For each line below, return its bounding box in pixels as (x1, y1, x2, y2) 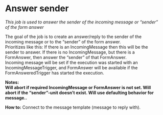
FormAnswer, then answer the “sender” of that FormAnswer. (5, 54, 127, 60)
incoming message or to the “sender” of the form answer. (5, 38, 121, 44)
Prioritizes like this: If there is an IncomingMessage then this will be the (5, 44, 148, 50)
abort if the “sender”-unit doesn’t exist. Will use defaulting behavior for (5, 90, 154, 96)
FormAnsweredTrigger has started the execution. (5, 70, 104, 76)
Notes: (5, 79, 20, 85)
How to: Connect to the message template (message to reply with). (5, 104, 141, 110)
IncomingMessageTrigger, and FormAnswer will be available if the (5, 64, 138, 71)
